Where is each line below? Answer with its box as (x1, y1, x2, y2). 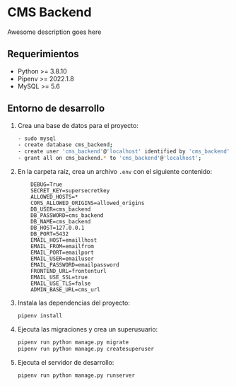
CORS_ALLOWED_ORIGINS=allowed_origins (30, 199, 145, 207)
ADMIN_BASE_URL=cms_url (30, 286, 100, 293)
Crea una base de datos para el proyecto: (17, 121, 139, 129)
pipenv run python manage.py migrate (17, 339, 129, 346)
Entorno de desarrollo (7, 103, 105, 115)
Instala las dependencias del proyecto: (17, 298, 131, 308)
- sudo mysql (17, 135, 57, 142)
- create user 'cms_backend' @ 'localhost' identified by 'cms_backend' (17, 148, 230, 156)
